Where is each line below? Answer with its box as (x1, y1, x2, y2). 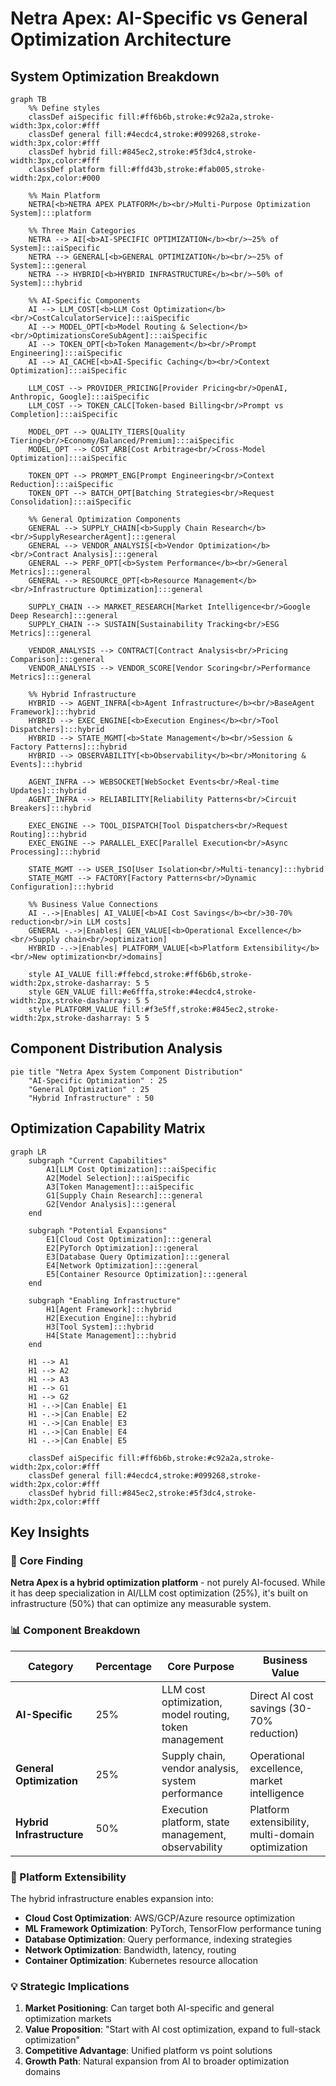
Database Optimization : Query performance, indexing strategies (24, 1933, 293, 1945)
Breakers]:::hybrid (10, 803, 92, 813)
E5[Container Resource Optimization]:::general (46, 1269, 248, 1279)
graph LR (10, 1147, 47, 1157)
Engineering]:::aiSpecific (10, 348, 123, 358)
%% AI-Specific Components (28, 296, 141, 306)
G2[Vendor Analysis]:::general (46, 1199, 177, 1209)
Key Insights (10, 1524, 90, 1541)
